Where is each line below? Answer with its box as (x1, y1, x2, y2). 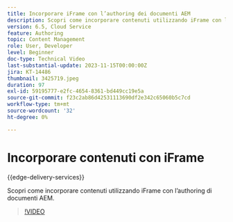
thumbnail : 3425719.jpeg (7, 74, 79, 82)
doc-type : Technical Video (7, 56, 85, 63)
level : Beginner (7, 49, 54, 56)
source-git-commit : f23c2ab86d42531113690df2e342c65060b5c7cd (7, 95, 191, 102)
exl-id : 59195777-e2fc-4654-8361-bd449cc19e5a (7, 88, 144, 95)
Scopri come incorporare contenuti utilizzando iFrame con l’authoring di (7, 186, 213, 195)
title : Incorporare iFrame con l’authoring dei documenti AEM (7, 10, 191, 17)
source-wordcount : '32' (7, 107, 76, 114)
